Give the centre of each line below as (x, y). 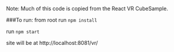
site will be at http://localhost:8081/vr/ (52, 43)
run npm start (23, 31)
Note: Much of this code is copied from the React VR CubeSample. (87, 9)
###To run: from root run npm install (52, 20)
